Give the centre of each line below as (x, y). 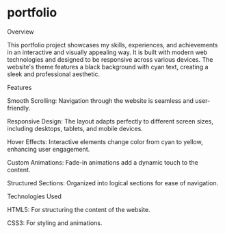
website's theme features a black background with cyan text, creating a (108, 67)
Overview (21, 32)
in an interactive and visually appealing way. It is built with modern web (107, 52)
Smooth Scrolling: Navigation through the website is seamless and (100, 100)
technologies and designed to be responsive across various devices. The (110, 59)
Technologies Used (34, 196)
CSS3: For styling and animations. (55, 223)
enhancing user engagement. (49, 149)
